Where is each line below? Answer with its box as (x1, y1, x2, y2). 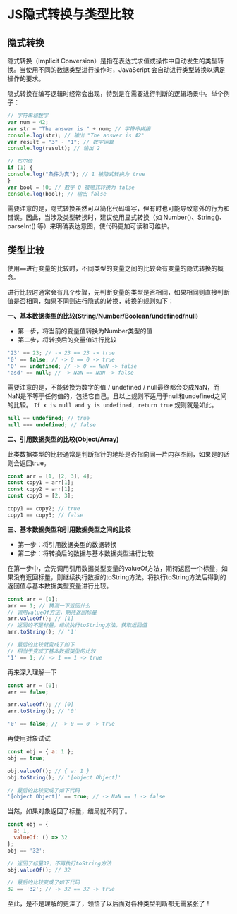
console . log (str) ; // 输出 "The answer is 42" (7, 132, 145, 139)
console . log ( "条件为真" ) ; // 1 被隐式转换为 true (7, 171, 146, 178)
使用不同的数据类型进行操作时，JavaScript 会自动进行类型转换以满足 (25, 66, 226, 74)
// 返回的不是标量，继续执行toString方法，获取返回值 (7, 622, 147, 629)
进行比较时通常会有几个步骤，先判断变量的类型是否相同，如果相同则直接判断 (7, 288, 230, 297)
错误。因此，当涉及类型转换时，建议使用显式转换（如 (7, 213, 162, 221)
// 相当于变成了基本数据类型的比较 (7, 648, 96, 655)
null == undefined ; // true (7, 414, 90, 421)
